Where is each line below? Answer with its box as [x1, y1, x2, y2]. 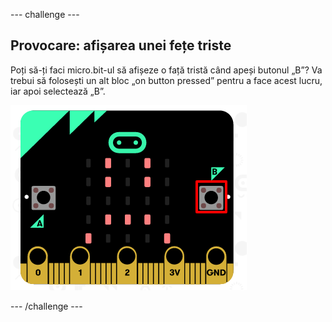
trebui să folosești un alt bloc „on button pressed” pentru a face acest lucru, [10, 74, 323, 86]
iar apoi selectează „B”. [10, 85, 106, 97]
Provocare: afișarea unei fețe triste [10, 37, 232, 54]
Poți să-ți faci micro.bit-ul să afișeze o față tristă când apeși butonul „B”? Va [10, 64, 323, 76]
